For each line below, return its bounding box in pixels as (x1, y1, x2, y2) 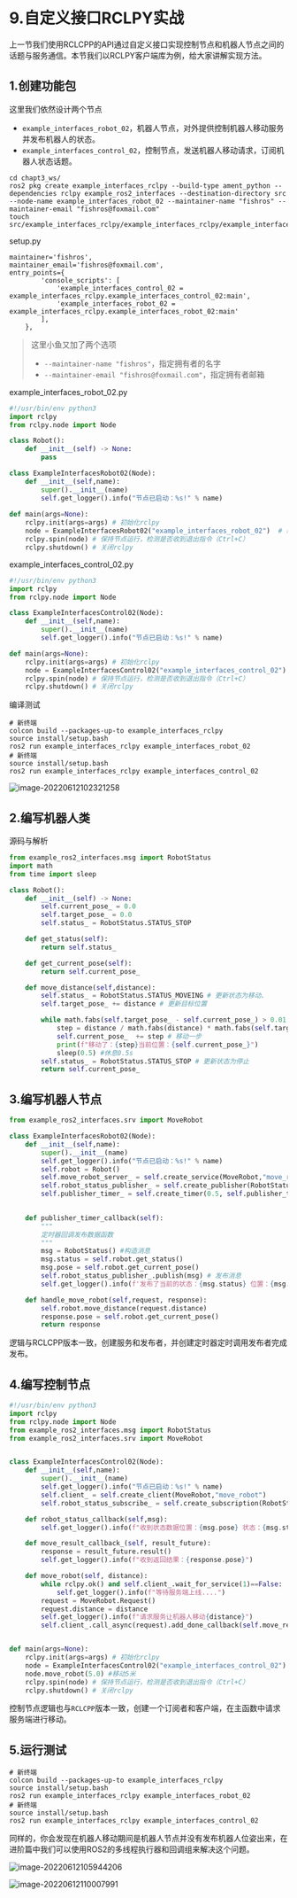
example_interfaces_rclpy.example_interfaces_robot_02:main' (9, 307, 240, 315)
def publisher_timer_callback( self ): (25, 1213, 164, 1223)
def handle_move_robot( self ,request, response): (25, 1295, 208, 1304)
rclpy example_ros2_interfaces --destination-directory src (60, 189, 287, 198)
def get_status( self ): (25, 935, 109, 944)
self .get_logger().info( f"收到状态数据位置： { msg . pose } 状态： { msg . (41, 1523, 283, 1532)
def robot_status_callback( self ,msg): (25, 1514, 168, 1524)
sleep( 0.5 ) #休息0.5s (56, 1048, 134, 1057)
